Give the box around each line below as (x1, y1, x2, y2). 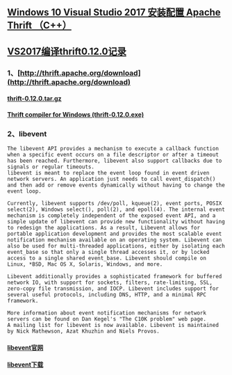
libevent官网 (7, 343, 44, 351)
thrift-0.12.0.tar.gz (7, 95, 62, 103)
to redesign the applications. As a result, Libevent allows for (7, 225, 200, 232)
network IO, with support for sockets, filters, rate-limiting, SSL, (7, 279, 213, 287)
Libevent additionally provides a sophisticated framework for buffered (7, 273, 222, 280)
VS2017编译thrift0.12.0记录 (7, 45, 126, 57)
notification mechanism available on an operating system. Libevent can (7, 237, 222, 244)
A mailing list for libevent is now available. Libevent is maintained (7, 322, 219, 329)
